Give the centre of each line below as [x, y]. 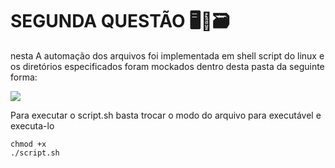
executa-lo [32, 125]
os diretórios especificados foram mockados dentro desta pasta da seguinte [167, 66]
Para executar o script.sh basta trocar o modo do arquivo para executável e [166, 115]
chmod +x [28, 144]
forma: [24, 77]
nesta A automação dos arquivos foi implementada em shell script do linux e [167, 55]
